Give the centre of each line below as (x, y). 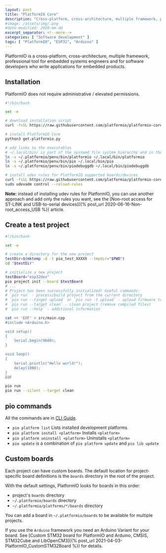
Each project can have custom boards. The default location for (69, 470)
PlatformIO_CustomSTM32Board (38, 546)
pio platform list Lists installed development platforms (70, 427)
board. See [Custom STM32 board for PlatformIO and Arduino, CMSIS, (77, 535)
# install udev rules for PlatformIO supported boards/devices (72, 175)
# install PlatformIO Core (33, 134)
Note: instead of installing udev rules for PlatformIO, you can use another (80, 194)
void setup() (19, 332)
